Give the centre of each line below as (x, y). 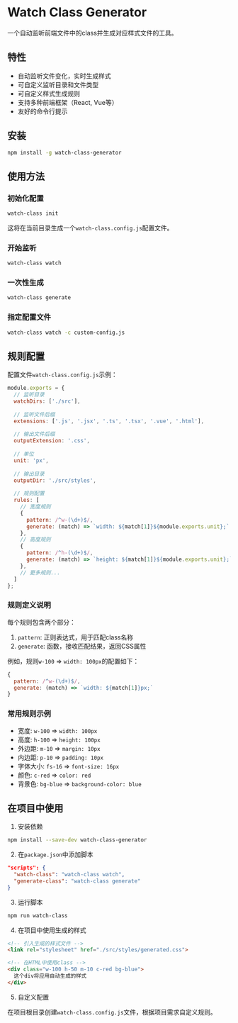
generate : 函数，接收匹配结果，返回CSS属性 (82, 646)
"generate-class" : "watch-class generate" (77, 881)
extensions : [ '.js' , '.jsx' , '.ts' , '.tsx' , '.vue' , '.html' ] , (109, 421)
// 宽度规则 (35, 507)
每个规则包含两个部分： (41, 622)
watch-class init (33, 213)
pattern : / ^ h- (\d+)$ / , (59, 553)
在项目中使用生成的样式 (52, 930)
